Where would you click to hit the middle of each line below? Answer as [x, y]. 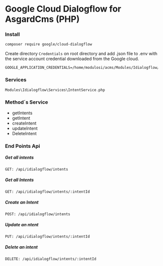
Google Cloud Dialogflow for [63, 9]
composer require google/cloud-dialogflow [49, 45]
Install [13, 34]
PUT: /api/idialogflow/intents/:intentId [48, 236]
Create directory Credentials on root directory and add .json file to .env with [81, 54]
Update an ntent [22, 225]
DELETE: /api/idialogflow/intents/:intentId [51, 259]
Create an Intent [22, 203]
